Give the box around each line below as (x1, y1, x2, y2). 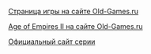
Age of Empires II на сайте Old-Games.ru (8, 22, 143, 31)
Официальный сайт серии (8, 37, 96, 46)
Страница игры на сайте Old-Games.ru (8, 7, 139, 16)
